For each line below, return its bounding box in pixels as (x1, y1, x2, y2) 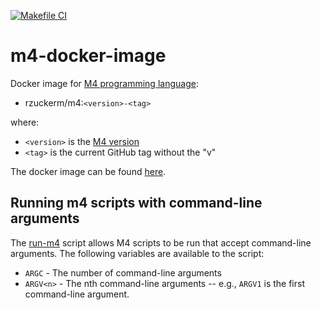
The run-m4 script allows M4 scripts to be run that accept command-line (10, 236, 312, 249)
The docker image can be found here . (10, 165, 167, 177)
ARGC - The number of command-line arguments (24, 266, 222, 279)
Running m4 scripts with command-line (10, 195, 263, 212)
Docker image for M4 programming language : (10, 77, 199, 89)
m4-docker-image (10, 45, 167, 67)
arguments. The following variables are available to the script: (10, 247, 265, 259)
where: (10, 116, 40, 128)
